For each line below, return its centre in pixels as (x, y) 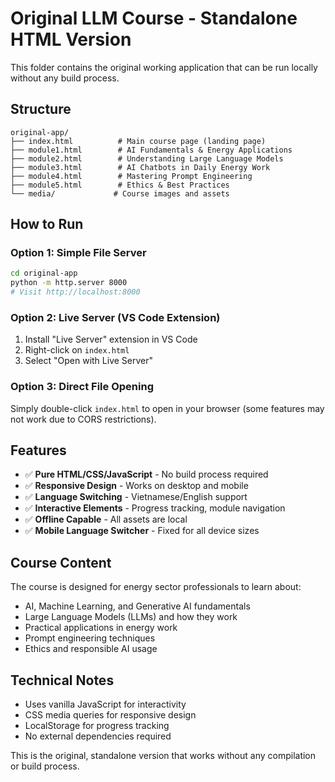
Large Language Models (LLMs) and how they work (131, 617)
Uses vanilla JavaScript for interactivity (105, 704)
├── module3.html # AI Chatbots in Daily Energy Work (140, 167)
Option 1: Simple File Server (78, 253)
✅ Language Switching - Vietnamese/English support (136, 497)
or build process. (45, 766)
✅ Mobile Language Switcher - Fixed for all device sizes (142, 531)
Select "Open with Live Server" (89, 361)
